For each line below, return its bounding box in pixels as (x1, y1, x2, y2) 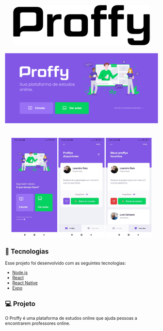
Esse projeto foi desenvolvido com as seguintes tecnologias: (5, 260, 126, 266)
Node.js (12, 270, 28, 276)
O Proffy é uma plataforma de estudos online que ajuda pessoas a (5, 315, 137, 321)
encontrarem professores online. (5, 320, 70, 326)
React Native (12, 280, 38, 286)
